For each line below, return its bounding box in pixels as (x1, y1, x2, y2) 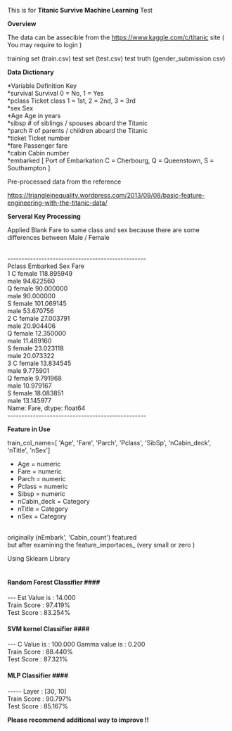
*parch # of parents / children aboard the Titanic (7, 127, 148, 134)
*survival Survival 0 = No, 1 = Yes (7, 89, 104, 97)
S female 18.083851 (7, 389, 64, 397)
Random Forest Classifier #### (7, 578, 101, 586)
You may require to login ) (7, 41, 82, 49)
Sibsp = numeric (17, 490, 65, 498)
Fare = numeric (17, 467, 62, 476)
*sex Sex (7, 104, 34, 112)
